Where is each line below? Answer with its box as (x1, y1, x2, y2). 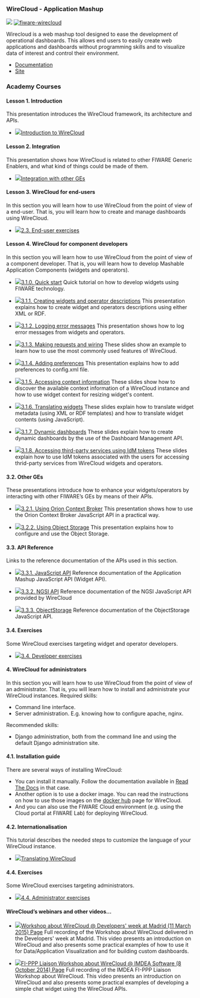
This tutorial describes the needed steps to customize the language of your (6, 836, 191, 843)
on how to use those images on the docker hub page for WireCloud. (14, 797, 182, 804)
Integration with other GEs (20, 175, 85, 182)
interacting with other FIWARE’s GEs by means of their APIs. (6, 493, 153, 500)
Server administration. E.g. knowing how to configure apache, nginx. (14, 710, 184, 717)
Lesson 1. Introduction (6, 97, 63, 104)
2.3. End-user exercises (20, 226, 79, 234)
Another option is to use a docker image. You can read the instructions (14, 790, 189, 798)
